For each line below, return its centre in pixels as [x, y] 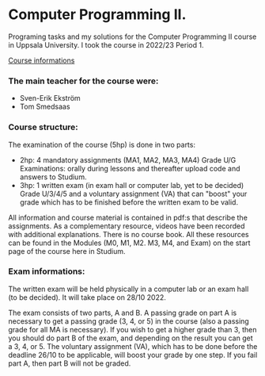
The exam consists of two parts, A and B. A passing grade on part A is [123, 313]
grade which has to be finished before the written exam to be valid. [129, 202]
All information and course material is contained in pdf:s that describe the [128, 217]
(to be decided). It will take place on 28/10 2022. [87, 297]
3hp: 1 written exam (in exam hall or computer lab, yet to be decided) [132, 185]
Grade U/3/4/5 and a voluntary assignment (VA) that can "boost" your [133, 194]
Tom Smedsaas [45, 107]
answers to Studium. [53, 177]
